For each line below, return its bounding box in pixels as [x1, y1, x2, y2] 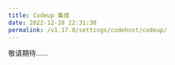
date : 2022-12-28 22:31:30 [8, 19, 97, 27]
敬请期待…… [8, 49, 49, 58]
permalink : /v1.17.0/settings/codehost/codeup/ [8, 26, 168, 34]
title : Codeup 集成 [8, 11, 70, 20]
